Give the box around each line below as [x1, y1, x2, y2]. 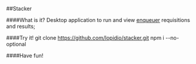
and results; [6, 23, 36, 30]
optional [6, 41, 26, 47]
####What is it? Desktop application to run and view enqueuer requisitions [6, 17, 190, 23]
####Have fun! [6, 52, 44, 59]
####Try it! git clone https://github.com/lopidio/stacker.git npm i [6, 34, 164, 41]
